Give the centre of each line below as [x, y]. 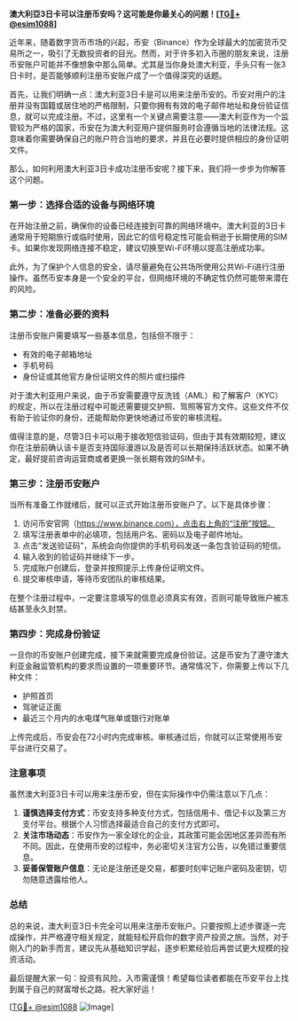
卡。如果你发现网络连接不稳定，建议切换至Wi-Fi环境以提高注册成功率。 [140, 248]
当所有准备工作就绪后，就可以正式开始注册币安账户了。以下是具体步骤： [141, 504]
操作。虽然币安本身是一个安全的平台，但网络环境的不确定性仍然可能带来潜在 [149, 278]
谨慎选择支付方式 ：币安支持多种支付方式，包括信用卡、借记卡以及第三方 [154, 813]
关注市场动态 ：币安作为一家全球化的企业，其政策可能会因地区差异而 [146, 835]
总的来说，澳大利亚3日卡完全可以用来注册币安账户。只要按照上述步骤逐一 [144, 925]
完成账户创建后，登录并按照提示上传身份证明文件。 [115, 568]
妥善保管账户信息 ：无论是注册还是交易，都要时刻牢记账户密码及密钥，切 [154, 868]
